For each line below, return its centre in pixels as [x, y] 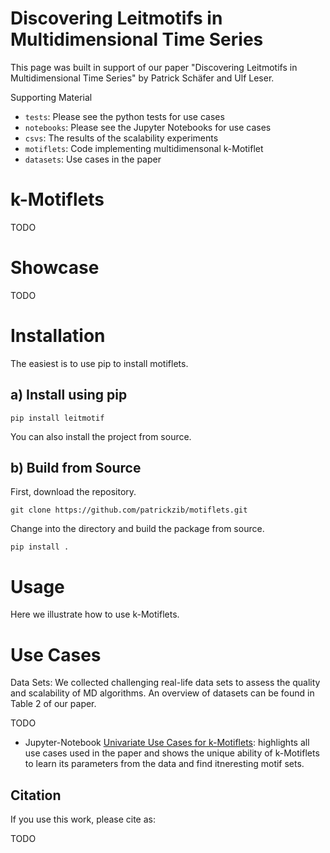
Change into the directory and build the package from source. [137, 529]
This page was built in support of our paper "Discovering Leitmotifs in [154, 67]
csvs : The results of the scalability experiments [121, 138]
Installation [58, 336]
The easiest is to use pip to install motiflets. [99, 363]
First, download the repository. [73, 492]
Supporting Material [51, 97]
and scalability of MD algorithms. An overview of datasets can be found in [162, 693]
